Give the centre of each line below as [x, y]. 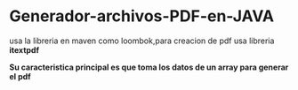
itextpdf [24, 49]
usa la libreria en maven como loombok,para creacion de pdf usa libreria [142, 41]
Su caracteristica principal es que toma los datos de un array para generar [149, 67]
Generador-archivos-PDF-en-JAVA [142, 16]
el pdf [20, 76]
